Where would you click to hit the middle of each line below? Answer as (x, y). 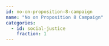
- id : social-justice (38, 28)
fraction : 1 (31, 34)
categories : (21, 23)
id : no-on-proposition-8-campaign (49, 12)
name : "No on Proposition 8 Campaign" (54, 17)
